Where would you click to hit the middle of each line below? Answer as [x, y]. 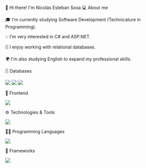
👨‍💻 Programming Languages [35, 131]
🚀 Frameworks [20, 151]
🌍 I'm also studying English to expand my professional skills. [68, 59]
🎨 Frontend [17, 93]
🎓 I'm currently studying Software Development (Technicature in [73, 19]
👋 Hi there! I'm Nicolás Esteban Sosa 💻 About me [57, 8]
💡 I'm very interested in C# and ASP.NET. [48, 37]
